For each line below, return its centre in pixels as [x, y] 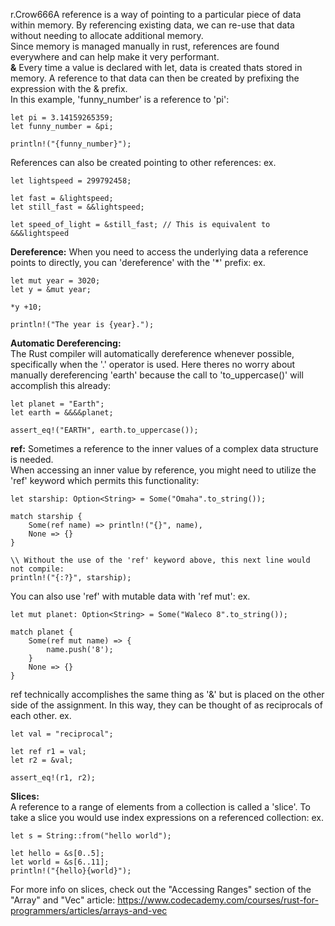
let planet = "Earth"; [57, 404]
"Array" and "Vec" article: [63, 900]
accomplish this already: [61, 385]
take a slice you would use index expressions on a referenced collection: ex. [167, 817]
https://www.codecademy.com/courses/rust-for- [218, 900]
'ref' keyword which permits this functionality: [105, 480]
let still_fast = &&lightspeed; [77, 207]
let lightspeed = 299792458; [71, 181]
